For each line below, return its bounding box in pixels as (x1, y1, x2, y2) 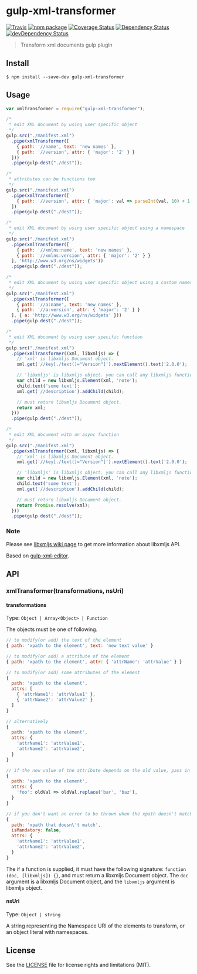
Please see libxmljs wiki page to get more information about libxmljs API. (6, 540, 181, 547)
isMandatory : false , (11, 827, 62, 833)
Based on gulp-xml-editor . (6, 552, 69, 559)
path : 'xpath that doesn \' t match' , (11, 822, 101, 828)
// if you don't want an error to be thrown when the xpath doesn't (6, 811, 177, 817)
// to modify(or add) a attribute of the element (6, 653, 130, 659)
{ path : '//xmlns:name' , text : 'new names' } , (16, 247, 133, 253)
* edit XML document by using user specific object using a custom (8, 280, 177, 286)
